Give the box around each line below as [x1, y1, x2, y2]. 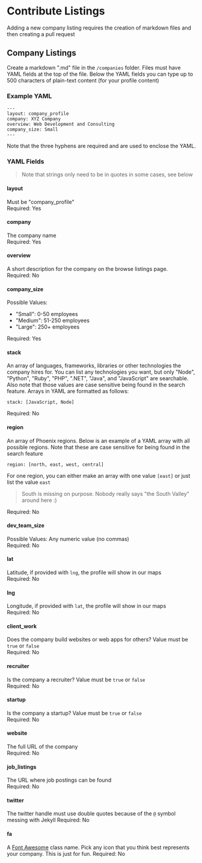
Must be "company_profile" [7, 198, 75, 205]
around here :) [21, 496, 57, 504]
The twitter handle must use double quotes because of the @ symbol [7, 810, 176, 817]
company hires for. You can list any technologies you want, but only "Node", [7, 368, 195, 376]
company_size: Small [7, 126, 59, 133]
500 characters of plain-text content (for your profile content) [7, 76, 159, 84]
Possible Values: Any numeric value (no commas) [7, 535, 130, 542]
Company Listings [7, 48, 77, 58]
